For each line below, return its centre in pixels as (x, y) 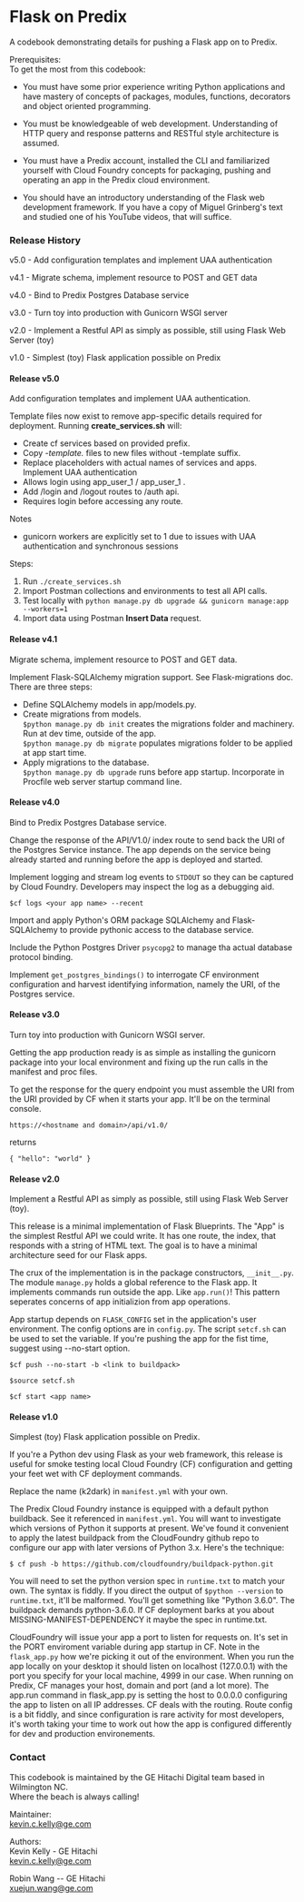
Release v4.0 (35, 802)
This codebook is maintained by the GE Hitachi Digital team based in (137, 1777)
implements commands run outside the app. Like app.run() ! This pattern (145, 1293)
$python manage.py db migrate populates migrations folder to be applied (157, 743)
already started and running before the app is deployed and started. (136, 859)
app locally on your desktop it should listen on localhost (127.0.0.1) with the (149, 1666)
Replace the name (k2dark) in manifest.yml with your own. (119, 1491)
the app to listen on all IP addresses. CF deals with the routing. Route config (151, 1705)
